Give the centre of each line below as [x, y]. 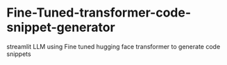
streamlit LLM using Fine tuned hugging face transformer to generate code [113, 46]
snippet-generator [61, 27]
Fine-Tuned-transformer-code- [99, 13]
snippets [19, 54]
